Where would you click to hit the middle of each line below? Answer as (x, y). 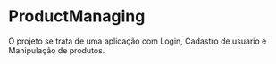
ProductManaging (77, 16)
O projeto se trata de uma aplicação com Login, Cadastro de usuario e (138, 41)
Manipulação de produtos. (57, 50)
